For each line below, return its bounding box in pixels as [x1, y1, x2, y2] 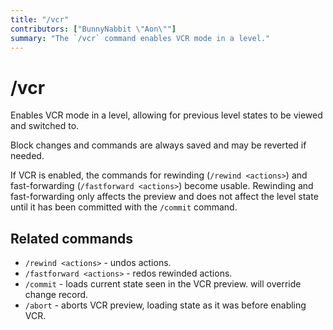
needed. [10, 150, 45, 162]
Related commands [10, 230, 133, 247]
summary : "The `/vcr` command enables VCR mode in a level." [10, 33, 271, 43]
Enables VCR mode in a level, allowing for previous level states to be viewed [10, 109, 323, 121]
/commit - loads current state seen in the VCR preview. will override [24, 278, 302, 290]
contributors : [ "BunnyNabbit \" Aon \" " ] [10, 24, 177, 34]
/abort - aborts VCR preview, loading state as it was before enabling [24, 299, 307, 311]
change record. [24, 289, 89, 301]
